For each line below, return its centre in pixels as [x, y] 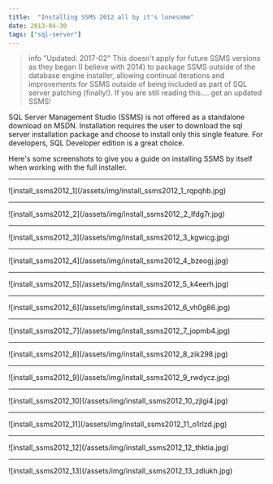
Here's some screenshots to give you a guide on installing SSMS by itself [131, 159]
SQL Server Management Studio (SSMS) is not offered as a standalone [127, 117]
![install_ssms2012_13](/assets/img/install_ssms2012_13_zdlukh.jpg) [121, 471]
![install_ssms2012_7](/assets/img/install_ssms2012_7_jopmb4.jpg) [119, 331]
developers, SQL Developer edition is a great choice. [97, 143]
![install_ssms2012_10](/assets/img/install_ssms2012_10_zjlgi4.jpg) [119, 401]
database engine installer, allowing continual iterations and [126, 76]
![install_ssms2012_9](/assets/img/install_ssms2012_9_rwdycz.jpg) [119, 378]
